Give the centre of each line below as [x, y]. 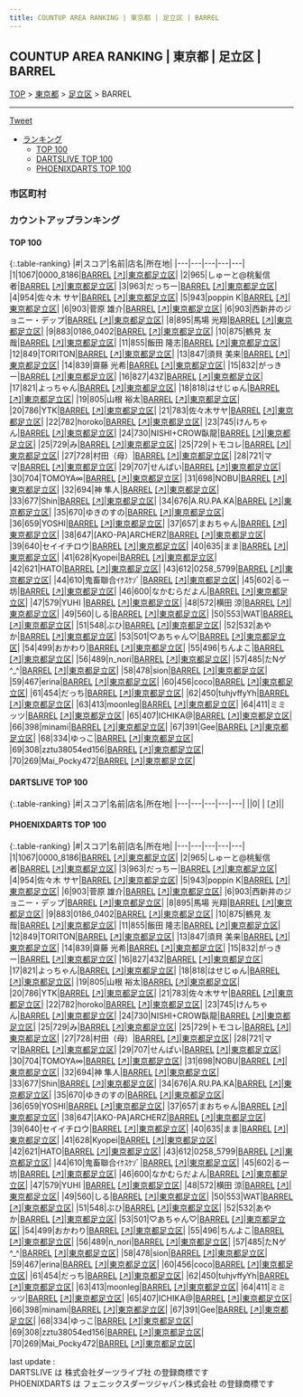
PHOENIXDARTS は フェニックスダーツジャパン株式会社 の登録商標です [142, 1383]
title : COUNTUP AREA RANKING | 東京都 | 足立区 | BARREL [115, 18]
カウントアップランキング [64, 221]
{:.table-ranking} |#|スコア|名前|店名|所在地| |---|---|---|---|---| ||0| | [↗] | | [147, 803]
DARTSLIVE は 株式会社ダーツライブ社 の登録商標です [109, 1372]
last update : [32, 1361]
